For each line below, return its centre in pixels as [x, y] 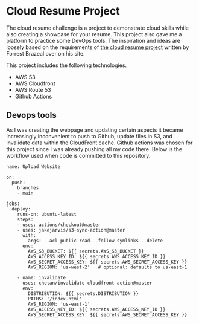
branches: [30, 188]
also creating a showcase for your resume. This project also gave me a [94, 34]
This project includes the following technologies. [67, 65]
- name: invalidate [42, 277]
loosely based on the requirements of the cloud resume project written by [98, 47]
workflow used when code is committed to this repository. [78, 155]
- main [25, 193]
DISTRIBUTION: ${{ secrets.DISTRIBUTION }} [83, 293]
